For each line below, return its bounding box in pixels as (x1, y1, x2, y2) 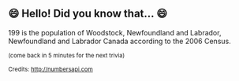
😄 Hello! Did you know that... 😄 (8, 7, 168, 20)
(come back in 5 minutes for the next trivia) (8, 51, 125, 59)
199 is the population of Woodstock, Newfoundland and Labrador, (8, 28, 222, 37)
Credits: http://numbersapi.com (8, 65, 93, 73)
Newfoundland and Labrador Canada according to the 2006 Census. (8, 36, 231, 46)
